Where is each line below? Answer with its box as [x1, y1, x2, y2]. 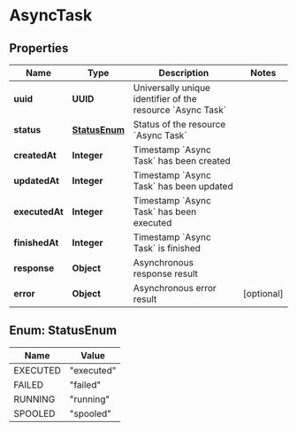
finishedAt [13, 236, 59, 249]
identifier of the [133, 93, 197, 104]
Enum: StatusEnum [9, 323, 118, 338]
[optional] [242, 288, 284, 299]
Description [158, 67, 209, 79]
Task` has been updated [133, 181, 233, 192]
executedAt [13, 205, 64, 218]
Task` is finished [133, 242, 202, 254]
